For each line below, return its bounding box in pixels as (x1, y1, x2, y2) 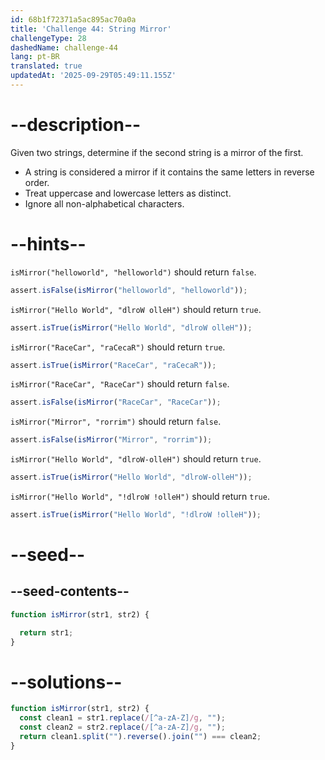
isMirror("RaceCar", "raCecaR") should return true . (10, 341, 226, 353)
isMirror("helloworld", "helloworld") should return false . (10, 266, 257, 278)
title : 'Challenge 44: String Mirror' (10, 24, 172, 34)
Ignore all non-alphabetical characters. (24, 197, 185, 210)
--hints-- (10, 233, 87, 255)
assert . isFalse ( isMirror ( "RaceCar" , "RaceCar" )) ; (10, 397, 222, 408)
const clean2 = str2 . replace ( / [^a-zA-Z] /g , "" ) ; (19, 722, 226, 733)
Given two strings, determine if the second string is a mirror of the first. (10, 146, 304, 158)
